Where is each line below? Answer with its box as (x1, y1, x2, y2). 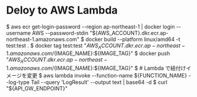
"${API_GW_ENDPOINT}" (6, 85, 68, 92)
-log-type (6, 78, 30, 86)
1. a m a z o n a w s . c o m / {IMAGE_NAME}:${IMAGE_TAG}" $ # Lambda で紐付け (6, 64, 186, 72)
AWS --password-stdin (31, 29, 89, 36)
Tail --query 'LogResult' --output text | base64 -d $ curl (30, 78, 168, 86)
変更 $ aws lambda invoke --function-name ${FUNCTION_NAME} (26, 72, 188, 79)
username (6, 29, 31, 36)
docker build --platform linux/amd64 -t (85, 35, 181, 43)
